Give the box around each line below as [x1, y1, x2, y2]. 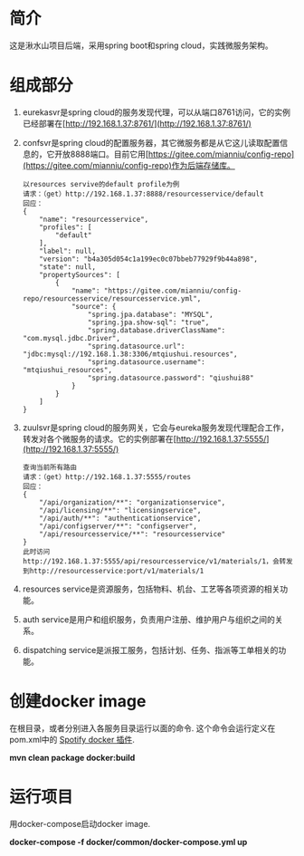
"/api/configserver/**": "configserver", [39, 522, 197, 531]
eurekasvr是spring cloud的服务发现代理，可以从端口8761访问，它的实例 [22, 106, 291, 118]
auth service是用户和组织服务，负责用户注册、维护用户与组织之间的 [22, 613, 276, 625]
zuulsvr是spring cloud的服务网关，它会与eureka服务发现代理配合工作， [22, 422, 290, 433]
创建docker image [9, 691, 147, 712]
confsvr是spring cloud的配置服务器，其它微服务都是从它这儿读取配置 [22, 137, 280, 148]
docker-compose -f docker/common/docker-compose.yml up [9, 836, 248, 847]
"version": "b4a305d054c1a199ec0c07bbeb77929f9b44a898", [39, 255, 259, 264]
